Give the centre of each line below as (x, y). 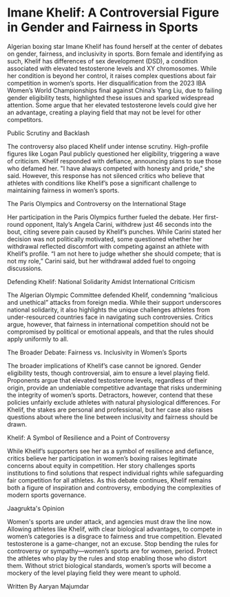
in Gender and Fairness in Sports (103, 27)
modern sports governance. (47, 495)
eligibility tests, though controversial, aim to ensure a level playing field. (108, 373)
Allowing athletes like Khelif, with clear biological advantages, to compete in (115, 529)
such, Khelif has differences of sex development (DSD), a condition (103, 61)
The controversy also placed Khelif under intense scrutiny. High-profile (108, 146)
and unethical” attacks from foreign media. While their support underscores (114, 302)
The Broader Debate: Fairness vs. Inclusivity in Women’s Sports (97, 352)
